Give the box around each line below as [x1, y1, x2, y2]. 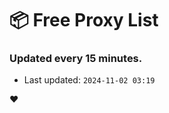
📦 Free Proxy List [9, 9, 159, 32]
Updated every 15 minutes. [9, 52, 143, 66]
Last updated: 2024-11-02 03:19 [23, 74, 156, 86]
